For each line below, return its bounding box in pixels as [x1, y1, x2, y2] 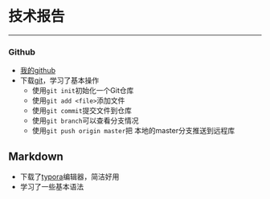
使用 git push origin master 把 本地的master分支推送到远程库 [31, 126, 235, 136]
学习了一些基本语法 [19, 182, 84, 192]
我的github [19, 66, 56, 75]
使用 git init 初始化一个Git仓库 [31, 86, 134, 95]
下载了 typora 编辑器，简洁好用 [19, 172, 120, 181]
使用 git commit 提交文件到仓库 [31, 106, 133, 116]
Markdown [8, 149, 64, 163]
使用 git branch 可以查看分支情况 [31, 116, 139, 125]
